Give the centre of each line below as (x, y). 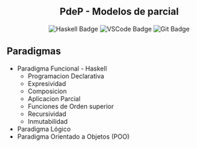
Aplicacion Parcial (54, 98)
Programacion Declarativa (66, 76)
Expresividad (47, 83)
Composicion (47, 91)
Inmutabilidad (48, 121)
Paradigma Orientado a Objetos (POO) (73, 136)
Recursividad (47, 114)
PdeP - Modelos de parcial (119, 12)
